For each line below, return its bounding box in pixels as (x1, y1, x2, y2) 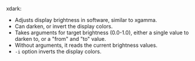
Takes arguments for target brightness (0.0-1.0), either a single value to (14, 29, 189, 36)
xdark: (6, 5, 22, 12)
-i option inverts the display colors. (14, 48, 102, 55)
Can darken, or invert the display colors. (14, 23, 113, 30)
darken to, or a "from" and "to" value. (14, 36, 107, 42)
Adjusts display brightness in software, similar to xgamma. (14, 17, 157, 23)
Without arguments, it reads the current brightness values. (14, 41, 158, 49)
